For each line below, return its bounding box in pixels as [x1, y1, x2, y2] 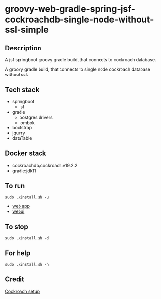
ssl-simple [5, 25, 49, 35]
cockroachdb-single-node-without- [5, 14, 154, 25]
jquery [12, 130, 25, 136]
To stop [5, 223, 28, 231]
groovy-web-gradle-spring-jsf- [5, 3, 136, 15]
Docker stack [5, 149, 46, 158]
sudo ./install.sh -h [5, 262, 49, 267]
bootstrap [12, 125, 32, 130]
